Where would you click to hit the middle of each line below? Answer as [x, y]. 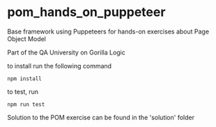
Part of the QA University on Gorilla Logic [66, 52]
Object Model [27, 38]
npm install [24, 79]
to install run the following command [60, 66]
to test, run [23, 91]
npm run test [26, 104]
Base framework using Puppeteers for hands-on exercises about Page [108, 31]
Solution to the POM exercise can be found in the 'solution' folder [101, 117]
